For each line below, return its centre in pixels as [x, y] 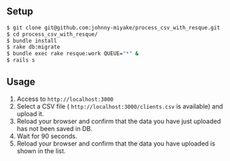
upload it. [30, 113]
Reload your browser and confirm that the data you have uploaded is [116, 143]
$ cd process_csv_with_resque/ [52, 34]
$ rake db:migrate [33, 47]
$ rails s [21, 60]
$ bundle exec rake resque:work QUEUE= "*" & [73, 54]
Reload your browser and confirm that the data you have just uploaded [119, 121]
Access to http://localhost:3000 [65, 99]
